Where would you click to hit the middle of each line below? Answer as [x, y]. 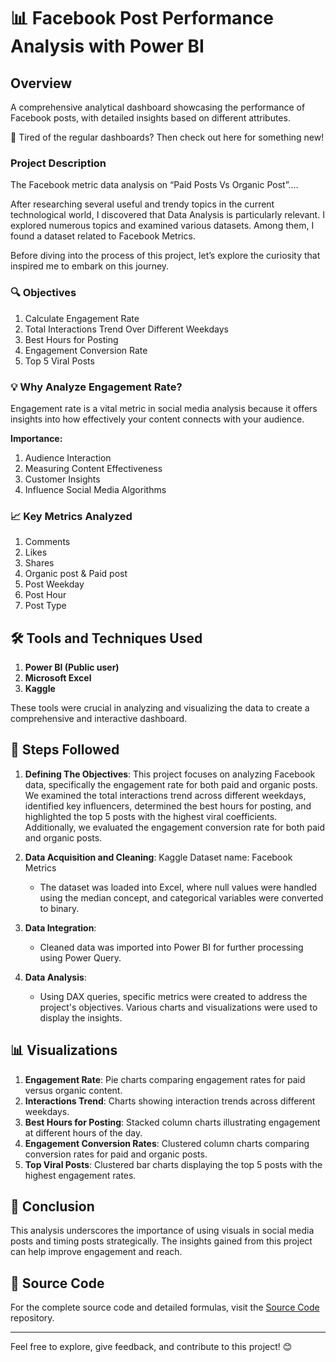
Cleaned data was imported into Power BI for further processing [171, 947]
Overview [41, 83]
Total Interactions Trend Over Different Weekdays [126, 329]
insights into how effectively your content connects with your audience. [157, 419]
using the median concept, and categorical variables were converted [181, 897]
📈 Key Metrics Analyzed [71, 516]
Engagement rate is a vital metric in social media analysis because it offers [164, 408]
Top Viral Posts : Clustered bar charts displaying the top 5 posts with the [173, 1164]
